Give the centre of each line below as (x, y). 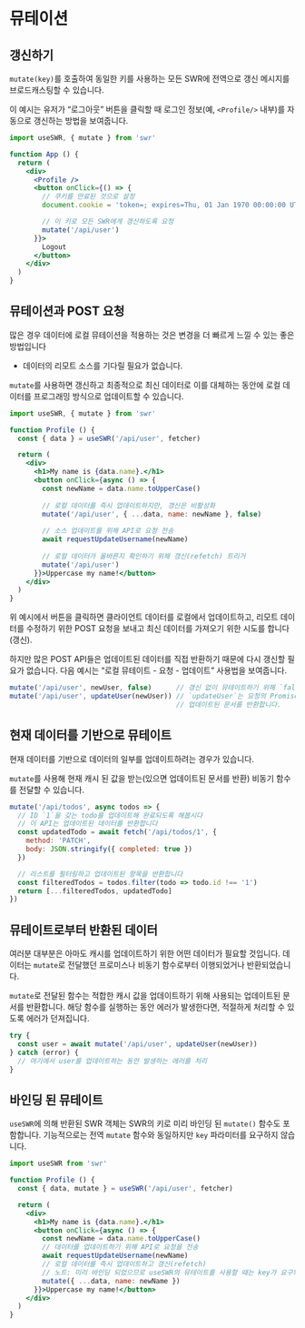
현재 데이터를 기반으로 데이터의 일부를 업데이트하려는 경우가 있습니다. (132, 759)
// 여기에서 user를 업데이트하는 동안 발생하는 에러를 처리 (113, 1061)
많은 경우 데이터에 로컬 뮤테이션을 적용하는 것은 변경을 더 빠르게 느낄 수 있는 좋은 (152, 335)
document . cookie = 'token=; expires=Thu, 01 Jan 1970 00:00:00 (164, 206)
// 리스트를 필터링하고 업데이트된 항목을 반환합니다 (100, 874)
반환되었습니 (269, 965)
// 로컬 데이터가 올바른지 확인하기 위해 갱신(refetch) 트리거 (144, 556)
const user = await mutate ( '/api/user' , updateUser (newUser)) (138, 1044)
